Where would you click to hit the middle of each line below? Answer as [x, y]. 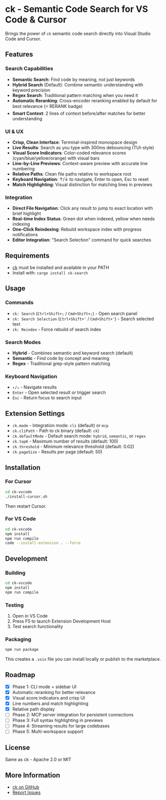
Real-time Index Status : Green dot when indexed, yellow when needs [83, 219]
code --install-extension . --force [43, 543]
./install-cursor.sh [27, 496]
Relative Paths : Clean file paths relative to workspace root [72, 174]
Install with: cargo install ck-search [50, 273]
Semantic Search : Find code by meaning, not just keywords [74, 79]
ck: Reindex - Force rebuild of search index [57, 329]
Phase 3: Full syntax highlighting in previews [57, 720]
